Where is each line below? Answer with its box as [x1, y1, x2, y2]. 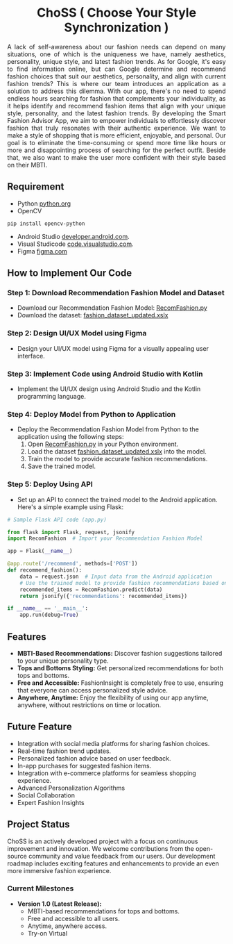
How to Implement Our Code [7, 267, 132, 279]
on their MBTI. [7, 160, 48, 169]
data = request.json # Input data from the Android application [19, 573, 213, 580]
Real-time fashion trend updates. [17, 747, 112, 755]
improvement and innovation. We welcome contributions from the [7, 844, 194, 852]
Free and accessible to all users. [27, 914, 120, 922]
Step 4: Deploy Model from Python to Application [7, 409, 176, 419]
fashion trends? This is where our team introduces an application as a [7, 79, 226, 88]
